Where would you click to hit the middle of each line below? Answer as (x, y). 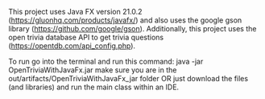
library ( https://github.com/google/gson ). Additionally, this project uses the (132, 29)
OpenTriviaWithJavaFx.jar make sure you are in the (93, 70)
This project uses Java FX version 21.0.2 (75, 12)
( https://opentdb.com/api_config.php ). (72, 46)
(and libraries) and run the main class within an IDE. (94, 87)
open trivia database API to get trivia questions (86, 37)
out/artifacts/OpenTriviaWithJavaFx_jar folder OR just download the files (128, 78)
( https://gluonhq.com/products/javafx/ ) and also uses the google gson (125, 20)
